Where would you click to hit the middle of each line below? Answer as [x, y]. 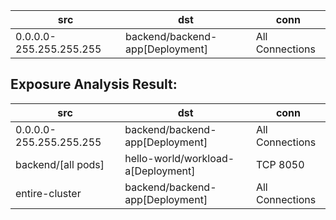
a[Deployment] [160, 171]
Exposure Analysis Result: [94, 84]
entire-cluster [48, 193]
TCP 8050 [280, 164]
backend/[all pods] [60, 164]
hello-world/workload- [179, 158]
